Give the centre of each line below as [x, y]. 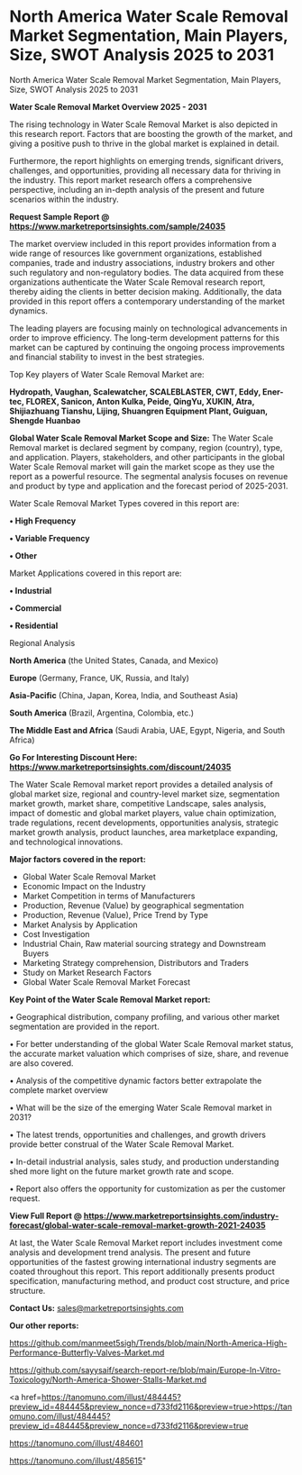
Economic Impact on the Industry [84, 886]
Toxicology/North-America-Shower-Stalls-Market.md [108, 1379]
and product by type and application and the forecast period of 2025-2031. [149, 486]
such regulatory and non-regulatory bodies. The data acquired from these [146, 272]
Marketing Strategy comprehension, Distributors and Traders [136, 962]
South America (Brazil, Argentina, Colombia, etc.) [102, 713]
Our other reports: [44, 1325]
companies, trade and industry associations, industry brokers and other [142, 262]
